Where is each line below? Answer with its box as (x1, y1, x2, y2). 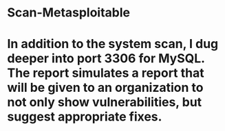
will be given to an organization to (7, 80, 204, 95)
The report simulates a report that (7, 65, 204, 81)
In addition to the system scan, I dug (7, 36, 219, 52)
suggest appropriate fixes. (7, 109, 162, 125)
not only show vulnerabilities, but (7, 95, 202, 110)
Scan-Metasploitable (7, 5, 131, 21)
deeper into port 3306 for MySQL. (7, 51, 205, 67)
